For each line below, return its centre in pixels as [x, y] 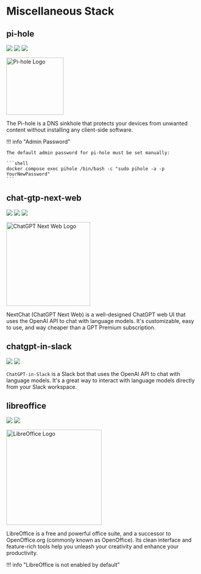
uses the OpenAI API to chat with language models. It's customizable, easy [100, 321]
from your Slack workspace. [42, 387]
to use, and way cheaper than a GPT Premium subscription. [81, 327]
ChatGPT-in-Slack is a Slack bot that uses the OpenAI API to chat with [93, 374]
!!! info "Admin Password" [38, 142]
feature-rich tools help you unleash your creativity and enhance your [93, 547]
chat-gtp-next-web [44, 198]
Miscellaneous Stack [60, 11]
